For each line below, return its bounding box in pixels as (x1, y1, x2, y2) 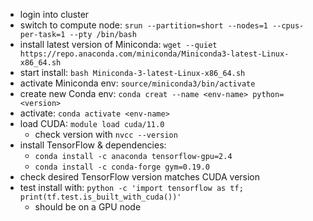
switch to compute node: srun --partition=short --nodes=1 (19, 19, 268, 31)
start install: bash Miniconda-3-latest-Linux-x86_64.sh (19, 67, 246, 78)
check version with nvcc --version (34, 129, 178, 140)
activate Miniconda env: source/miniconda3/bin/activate (19, 77, 256, 89)
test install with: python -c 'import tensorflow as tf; (19, 182, 244, 193)
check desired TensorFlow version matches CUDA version (19, 171, 261, 183)
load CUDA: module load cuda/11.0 (19, 118, 165, 129)
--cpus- (272, 21, 305, 31)
